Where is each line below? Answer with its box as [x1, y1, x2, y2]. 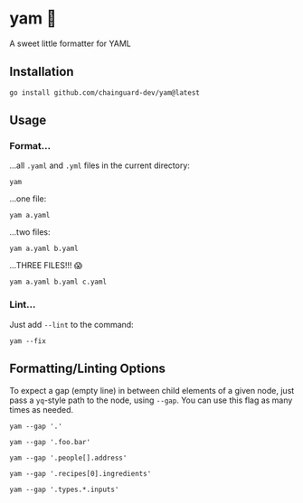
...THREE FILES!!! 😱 [9, 260, 83, 271]
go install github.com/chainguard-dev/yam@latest [9, 88, 201, 98]
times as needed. [9, 404, 74, 415]
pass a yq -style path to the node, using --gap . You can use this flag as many [9, 395, 293, 405]
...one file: [9, 193, 47, 204]
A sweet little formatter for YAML [9, 38, 131, 49]
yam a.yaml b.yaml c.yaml [9, 277, 107, 287]
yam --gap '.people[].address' [9, 453, 128, 462]
